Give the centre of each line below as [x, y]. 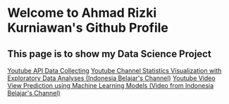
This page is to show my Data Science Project [109, 54]
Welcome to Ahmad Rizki [82, 13]
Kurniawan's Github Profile [88, 28]
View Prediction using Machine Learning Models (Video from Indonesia [111, 85]
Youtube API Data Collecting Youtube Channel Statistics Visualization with [114, 71]
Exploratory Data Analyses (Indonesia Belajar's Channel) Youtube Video [112, 78]
